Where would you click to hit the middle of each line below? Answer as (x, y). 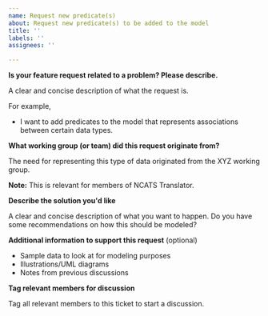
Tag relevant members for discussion (72, 288)
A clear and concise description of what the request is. (99, 91)
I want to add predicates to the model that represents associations (129, 122)
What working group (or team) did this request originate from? (114, 146)
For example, (30, 106)
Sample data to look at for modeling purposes (95, 256)
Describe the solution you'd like (62, 201)
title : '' (25, 30)
